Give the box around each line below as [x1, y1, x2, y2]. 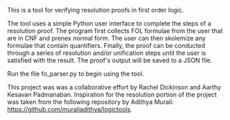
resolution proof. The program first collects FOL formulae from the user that [7, 27, 223, 35]
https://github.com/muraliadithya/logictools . [7, 105, 133, 113]
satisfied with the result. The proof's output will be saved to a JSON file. [7, 56, 213, 65]
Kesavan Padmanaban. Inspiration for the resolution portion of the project [7, 90, 217, 98]
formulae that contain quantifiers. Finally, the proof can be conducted [7, 42, 206, 49]
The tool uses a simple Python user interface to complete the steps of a [7, 19, 211, 27]
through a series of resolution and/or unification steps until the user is [7, 49, 206, 57]
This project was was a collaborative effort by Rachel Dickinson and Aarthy [7, 83, 222, 91]
